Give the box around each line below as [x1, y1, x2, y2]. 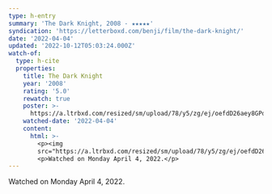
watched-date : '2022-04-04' [23, 117, 117, 125]
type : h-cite [15, 57, 60, 65]
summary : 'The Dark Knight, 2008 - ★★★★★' [8, 19, 154, 27]
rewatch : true [23, 95, 70, 103]
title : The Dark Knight [23, 72, 104, 80]
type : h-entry [8, 11, 57, 20]
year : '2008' [23, 79, 67, 87]
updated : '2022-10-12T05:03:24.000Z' [8, 42, 136, 50]
